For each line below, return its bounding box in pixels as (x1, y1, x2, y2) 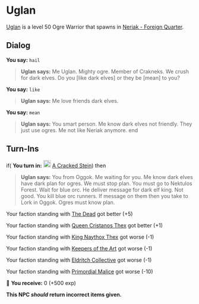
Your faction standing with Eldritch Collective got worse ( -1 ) (6, 256, 152, 264)
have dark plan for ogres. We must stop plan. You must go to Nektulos (20, 180, 192, 187)
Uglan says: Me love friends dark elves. (20, 97, 119, 104)
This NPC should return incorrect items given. (6, 291, 122, 298)
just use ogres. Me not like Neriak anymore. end (20, 126, 138, 134)
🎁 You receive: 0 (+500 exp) (6, 279, 76, 286)
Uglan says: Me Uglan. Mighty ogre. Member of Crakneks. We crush (20, 68, 189, 75)
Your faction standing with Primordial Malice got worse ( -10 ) (6, 268, 153, 275)
